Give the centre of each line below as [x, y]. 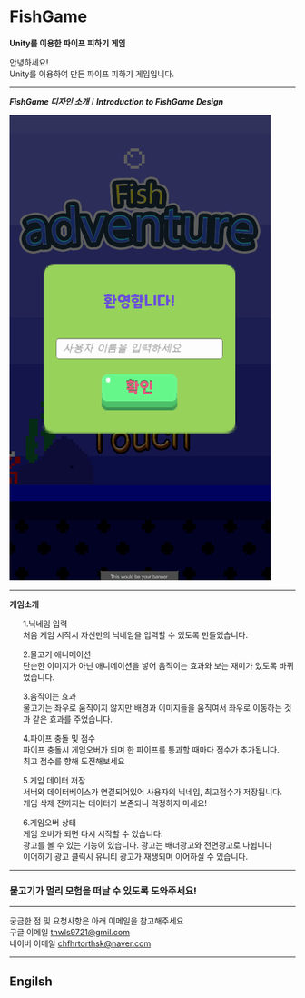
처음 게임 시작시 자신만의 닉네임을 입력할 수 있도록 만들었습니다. [135, 634]
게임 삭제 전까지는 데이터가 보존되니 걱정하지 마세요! [114, 803]
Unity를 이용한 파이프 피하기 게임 [68, 43]
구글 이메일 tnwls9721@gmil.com [69, 933]
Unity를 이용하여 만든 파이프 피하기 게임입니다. [92, 74]
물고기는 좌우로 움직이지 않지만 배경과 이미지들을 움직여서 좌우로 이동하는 [152, 707]
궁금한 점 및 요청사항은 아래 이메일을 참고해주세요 [97, 921]
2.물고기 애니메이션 [57, 654]
